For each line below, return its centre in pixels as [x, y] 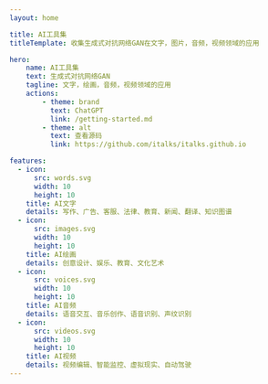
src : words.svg [62, 178]
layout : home [34, 18]
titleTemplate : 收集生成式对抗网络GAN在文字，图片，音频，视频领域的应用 [134, 43]
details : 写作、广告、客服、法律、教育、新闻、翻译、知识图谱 [129, 212]
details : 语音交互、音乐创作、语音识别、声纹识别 [109, 314]
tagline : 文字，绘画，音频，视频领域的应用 [98, 85]
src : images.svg [64, 229]
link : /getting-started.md [101, 119]
